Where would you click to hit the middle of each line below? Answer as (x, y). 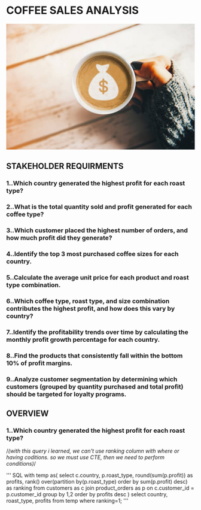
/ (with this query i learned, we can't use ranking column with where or (93, 451)
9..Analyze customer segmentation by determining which (92, 379)
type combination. (33, 285)
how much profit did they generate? (59, 238)
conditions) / (21, 464)
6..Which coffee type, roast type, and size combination (88, 301)
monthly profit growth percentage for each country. (83, 339)
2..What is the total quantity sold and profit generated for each (99, 207)
